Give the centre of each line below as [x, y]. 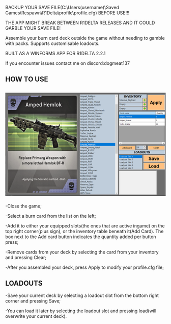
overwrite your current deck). [36, 316]
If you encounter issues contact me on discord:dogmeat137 [68, 63]
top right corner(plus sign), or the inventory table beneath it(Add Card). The [84, 231]
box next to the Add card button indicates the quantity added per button [81, 237]
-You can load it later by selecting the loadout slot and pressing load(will [81, 311]
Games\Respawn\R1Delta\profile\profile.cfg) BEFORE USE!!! [67, 13]
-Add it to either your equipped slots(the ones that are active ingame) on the [85, 226]
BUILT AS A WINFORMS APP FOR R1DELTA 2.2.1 [55, 53]
